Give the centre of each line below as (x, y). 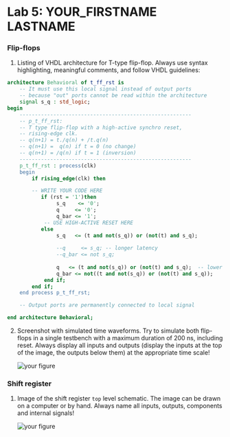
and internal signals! (45, 413)
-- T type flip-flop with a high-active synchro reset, (101, 128)
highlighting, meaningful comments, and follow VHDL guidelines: (108, 70)
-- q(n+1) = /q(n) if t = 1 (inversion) (78, 153)
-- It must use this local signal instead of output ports (106, 89)
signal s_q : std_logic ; (55, 102)
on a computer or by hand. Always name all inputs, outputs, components (119, 406)
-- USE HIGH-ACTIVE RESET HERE (89, 223)
